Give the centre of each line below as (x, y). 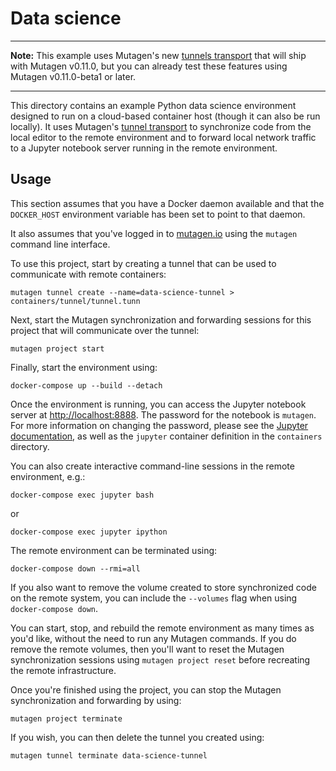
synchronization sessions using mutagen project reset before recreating (160, 659)
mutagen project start (57, 348)
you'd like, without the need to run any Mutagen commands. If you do (153, 638)
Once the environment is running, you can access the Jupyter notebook (158, 404)
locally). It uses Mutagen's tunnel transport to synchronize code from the (161, 126)
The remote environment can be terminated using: (114, 550)
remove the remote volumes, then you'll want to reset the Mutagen (147, 649)
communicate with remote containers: (88, 274)
